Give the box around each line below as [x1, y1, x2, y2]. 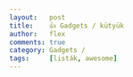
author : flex [9, 29, 66, 38]
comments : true [9, 37, 66, 47]
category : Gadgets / [9, 46, 87, 55]
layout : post [9, 12, 66, 22]
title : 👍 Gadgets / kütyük [9, 21, 125, 30]
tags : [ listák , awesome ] [9, 54, 118, 63]
